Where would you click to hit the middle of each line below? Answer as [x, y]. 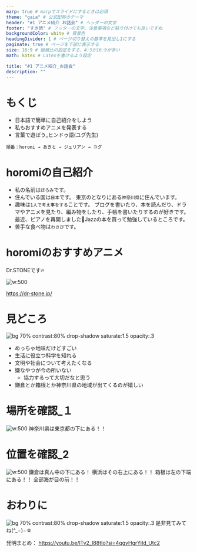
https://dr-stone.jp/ [29, 293]
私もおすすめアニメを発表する [51, 128]
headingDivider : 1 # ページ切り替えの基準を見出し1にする [71, 39]
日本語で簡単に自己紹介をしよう [53, 120]
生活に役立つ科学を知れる [46, 355]
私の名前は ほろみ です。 [42, 190]
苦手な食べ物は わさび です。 [47, 227]
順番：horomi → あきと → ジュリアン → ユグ [54, 147]
